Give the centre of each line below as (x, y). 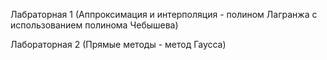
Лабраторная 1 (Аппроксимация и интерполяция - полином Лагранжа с (164, 14)
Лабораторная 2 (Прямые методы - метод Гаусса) (118, 44)
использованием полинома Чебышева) (94, 25)
